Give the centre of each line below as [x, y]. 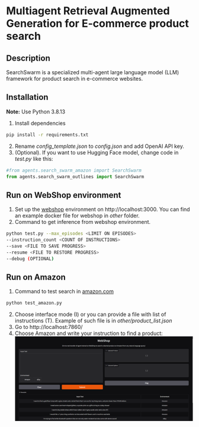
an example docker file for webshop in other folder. [77, 216]
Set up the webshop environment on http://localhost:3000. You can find [102, 210]
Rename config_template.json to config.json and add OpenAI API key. [99, 146]
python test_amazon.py [34, 303]
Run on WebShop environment [64, 195]
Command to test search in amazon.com [64, 292]
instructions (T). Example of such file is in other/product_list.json [93, 321]
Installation [27, 97]
